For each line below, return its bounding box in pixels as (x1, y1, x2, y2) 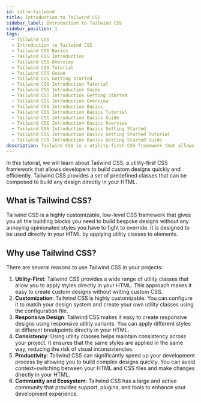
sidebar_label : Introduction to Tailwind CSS (6, 20, 122, 26)
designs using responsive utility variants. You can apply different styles (14, 320, 191, 327)
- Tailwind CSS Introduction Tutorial (11, 82, 109, 88)
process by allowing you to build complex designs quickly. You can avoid (14, 358, 196, 366)
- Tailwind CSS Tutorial (11, 64, 74, 71)
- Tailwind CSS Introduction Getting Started (11, 92, 128, 98)
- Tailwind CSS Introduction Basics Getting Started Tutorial (11, 131, 170, 138)
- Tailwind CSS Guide (11, 70, 66, 76)
